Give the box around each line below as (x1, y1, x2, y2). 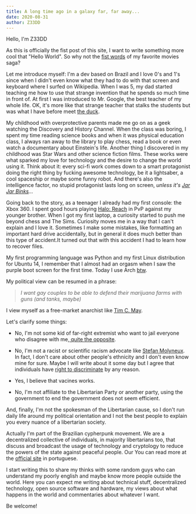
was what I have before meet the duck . (6, 108, 100, 115)
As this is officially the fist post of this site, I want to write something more (6, 47, 184, 54)
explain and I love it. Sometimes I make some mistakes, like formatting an (6, 224, 183, 232)
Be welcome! (6, 502, 37, 510)
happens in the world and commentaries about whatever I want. (6, 491, 160, 498)
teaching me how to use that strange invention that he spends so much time (6, 89, 189, 97)
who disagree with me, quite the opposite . (14, 336, 116, 343)
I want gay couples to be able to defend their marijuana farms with (20, 290, 183, 297)
